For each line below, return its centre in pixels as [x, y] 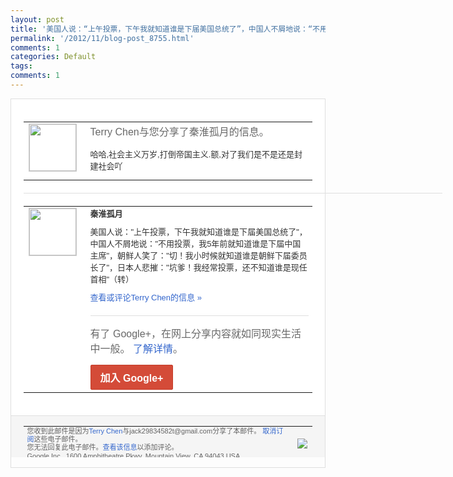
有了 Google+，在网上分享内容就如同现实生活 [195, 334]
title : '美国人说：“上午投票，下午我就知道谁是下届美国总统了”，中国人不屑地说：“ [161, 29]
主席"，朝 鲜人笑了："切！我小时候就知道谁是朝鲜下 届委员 [198, 256]
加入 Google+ [131, 378]
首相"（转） [112, 279]
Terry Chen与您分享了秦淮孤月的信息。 [179, 132]
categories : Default [53, 57]
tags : [21, 66]
